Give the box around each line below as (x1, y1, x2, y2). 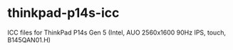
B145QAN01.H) (7, 35, 51, 44)
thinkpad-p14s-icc (7, 5, 120, 21)
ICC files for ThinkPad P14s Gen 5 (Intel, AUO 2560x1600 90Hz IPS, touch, (7, 28, 227, 37)
